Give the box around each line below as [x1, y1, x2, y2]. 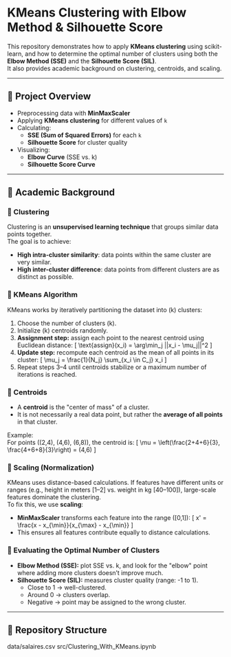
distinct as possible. [16, 273, 74, 281]
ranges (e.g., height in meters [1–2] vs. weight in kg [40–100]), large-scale [7, 486, 217, 494]
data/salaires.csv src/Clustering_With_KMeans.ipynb [7, 643, 157, 651]
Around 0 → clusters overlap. [27, 590, 111, 598]
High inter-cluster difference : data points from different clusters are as [16, 265, 220, 273]
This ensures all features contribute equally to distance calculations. [16, 528, 211, 536]
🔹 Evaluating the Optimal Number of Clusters [7, 545, 160, 555]
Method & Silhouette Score [7, 19, 164, 35]
